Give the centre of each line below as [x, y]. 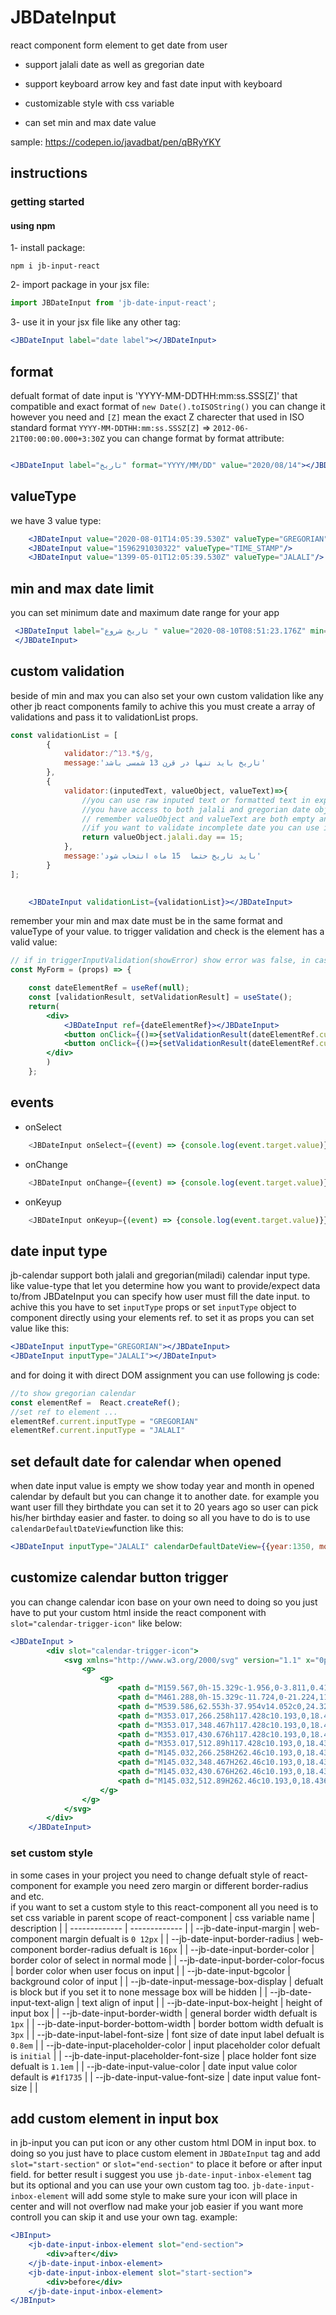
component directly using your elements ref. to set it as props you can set [162, 1318]
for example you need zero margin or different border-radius [184, 1885]
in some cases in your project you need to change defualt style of [146, 1875]
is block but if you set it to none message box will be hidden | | [139, 1992]
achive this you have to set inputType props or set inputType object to [153, 1307]
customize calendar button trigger [119, 1577]
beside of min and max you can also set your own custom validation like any [167, 695]
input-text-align [42, 2002]
